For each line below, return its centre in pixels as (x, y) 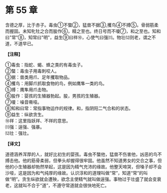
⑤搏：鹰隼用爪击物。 (28, 90)
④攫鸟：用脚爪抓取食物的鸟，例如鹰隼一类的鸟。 (56, 83)
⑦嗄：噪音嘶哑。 (24, 102)
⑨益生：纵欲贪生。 (26, 114)
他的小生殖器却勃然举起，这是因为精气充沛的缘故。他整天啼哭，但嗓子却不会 (83, 167)
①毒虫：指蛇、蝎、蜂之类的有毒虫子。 (45, 65)
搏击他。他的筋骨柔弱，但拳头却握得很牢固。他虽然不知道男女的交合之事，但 (83, 160)
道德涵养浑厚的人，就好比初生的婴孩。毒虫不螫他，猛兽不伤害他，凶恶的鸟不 (83, 154)
